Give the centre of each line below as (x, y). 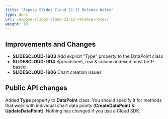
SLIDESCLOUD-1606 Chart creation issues (57, 72)
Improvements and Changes (51, 44)
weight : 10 (17, 24)
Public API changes (36, 88)
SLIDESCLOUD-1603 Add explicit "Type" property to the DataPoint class (88, 56)
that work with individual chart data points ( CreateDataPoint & (70, 105)
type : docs (17, 15)
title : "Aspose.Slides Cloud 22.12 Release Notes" (59, 10)
